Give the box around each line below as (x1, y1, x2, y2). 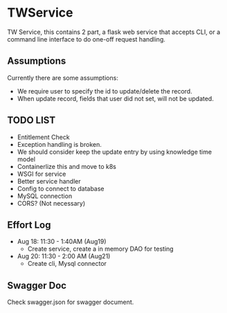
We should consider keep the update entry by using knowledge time (17, 147, 212, 156)
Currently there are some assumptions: (7, 73, 119, 82)
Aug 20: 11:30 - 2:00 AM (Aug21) (17, 252, 111, 260)
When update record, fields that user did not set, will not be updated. (17, 94, 215, 102)
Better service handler (17, 177, 81, 185)
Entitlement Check (17, 133, 71, 141)
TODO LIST (7, 114, 56, 126)
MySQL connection (17, 192, 73, 200)
